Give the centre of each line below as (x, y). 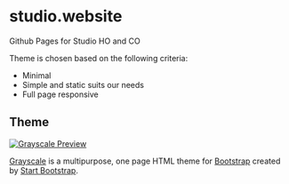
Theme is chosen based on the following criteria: (99, 58)
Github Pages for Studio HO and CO (75, 41)
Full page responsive (60, 94)
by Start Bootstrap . (44, 170)
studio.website (66, 16)
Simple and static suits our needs (83, 84)
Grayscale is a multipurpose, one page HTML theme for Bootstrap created (145, 161)
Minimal (36, 75)
